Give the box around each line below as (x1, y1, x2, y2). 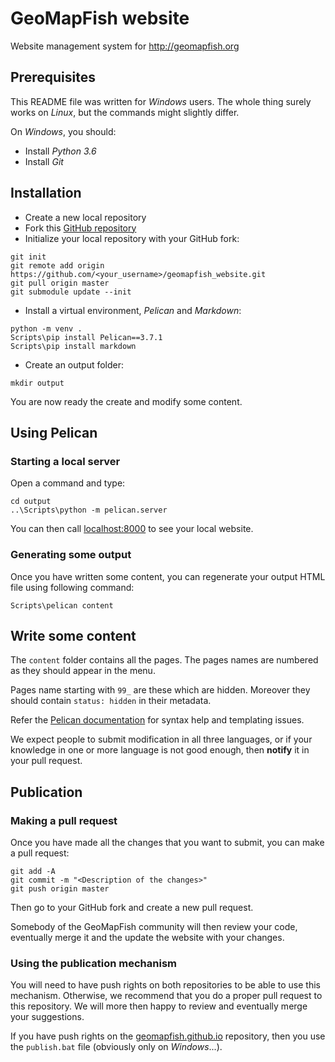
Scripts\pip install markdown (10, 341, 137, 351)
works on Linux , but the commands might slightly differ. (10, 106, 240, 118)
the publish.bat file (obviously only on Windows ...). (10, 1041, 223, 1053)
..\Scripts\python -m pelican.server (10, 505, 168, 516)
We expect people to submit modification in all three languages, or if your (10, 733, 313, 746)
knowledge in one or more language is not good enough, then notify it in (10, 744, 310, 756)
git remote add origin (10, 260, 105, 271)
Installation (10, 185, 82, 202)
